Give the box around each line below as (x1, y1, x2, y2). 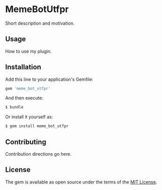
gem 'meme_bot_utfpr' (5, 86, 51, 91)
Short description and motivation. (5, 20, 75, 26)
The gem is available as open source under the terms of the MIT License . (5, 179, 157, 185)
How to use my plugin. (5, 48, 52, 54)
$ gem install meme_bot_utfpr (5, 123, 69, 129)
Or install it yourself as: (5, 114, 53, 120)
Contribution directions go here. (5, 151, 72, 157)
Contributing (5, 138, 46, 146)
